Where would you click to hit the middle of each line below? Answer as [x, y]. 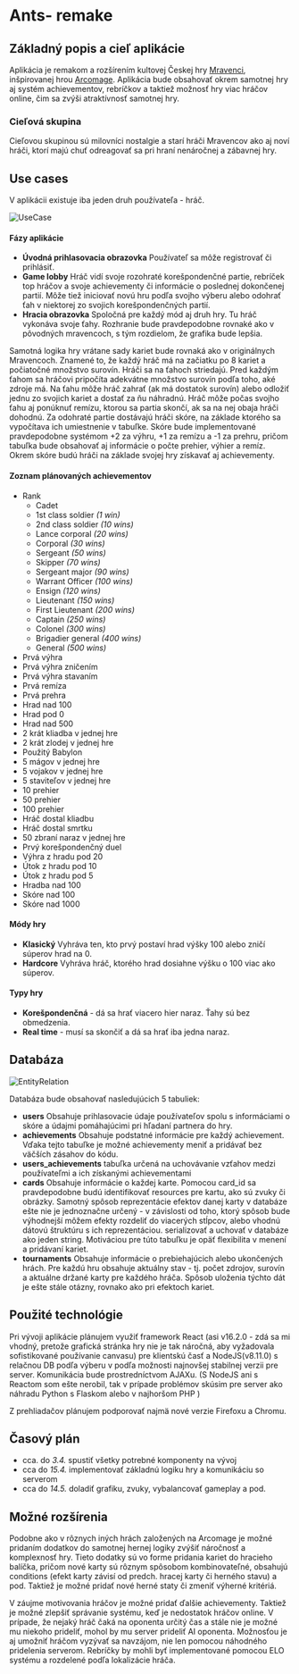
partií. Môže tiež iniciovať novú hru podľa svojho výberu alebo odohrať [151, 296]
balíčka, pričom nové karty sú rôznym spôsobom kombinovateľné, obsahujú [149, 1567]
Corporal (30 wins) [70, 543]
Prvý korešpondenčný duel [72, 847]
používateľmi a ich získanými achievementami [107, 1173]
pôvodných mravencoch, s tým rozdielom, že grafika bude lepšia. [142, 334]
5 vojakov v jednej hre [62, 771]
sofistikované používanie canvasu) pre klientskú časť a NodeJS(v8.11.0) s [144, 1355]
